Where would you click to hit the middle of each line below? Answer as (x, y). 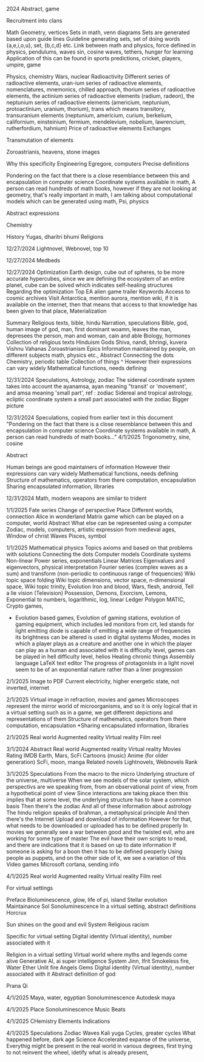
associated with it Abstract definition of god (61, 974)
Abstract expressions (33, 213)
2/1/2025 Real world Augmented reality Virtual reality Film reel (84, 737)
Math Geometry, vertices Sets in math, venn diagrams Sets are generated (98, 32)
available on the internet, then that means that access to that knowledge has (102, 304)
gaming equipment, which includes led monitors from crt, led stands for (104, 624)
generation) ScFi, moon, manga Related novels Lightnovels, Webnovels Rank (102, 762)
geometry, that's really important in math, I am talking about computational (100, 195)
